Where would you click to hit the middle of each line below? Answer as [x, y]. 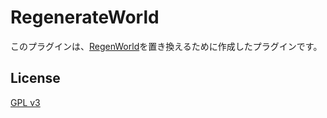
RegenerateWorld [85, 17]
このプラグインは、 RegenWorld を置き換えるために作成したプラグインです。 [166, 46]
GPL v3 [25, 102]
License [35, 78]
